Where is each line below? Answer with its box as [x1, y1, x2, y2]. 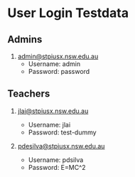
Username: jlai [28, 120, 71, 129]
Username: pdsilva [28, 155, 84, 164]
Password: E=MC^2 [28, 163, 87, 171]
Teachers [7, 87, 50, 100]
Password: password [28, 68, 90, 75]
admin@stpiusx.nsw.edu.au [17, 52, 99, 60]
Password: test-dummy [28, 128, 97, 136]
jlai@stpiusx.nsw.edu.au [17, 107, 89, 115]
